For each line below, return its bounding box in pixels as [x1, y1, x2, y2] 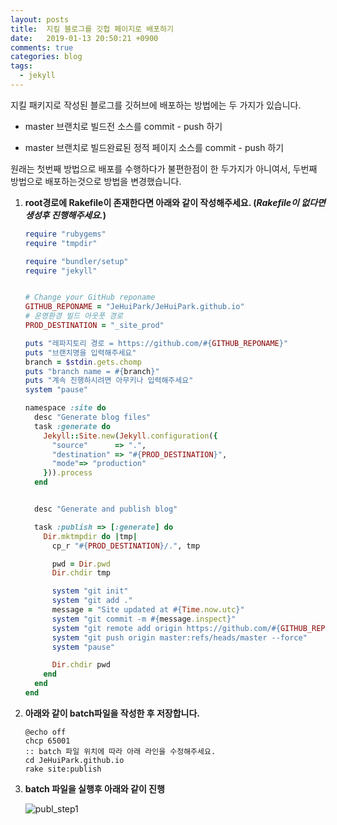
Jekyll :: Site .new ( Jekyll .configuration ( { [43, 431, 218, 441]
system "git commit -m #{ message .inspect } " [51, 614, 237, 624]
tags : [10, 61, 33, 71]
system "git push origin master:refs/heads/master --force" [51, 632, 308, 643]
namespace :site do [24, 403, 107, 413]
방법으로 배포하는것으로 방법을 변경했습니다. [10, 175, 182, 187]
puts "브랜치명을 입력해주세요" [24, 347, 137, 358]
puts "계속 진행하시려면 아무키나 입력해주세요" [24, 376, 194, 386]
